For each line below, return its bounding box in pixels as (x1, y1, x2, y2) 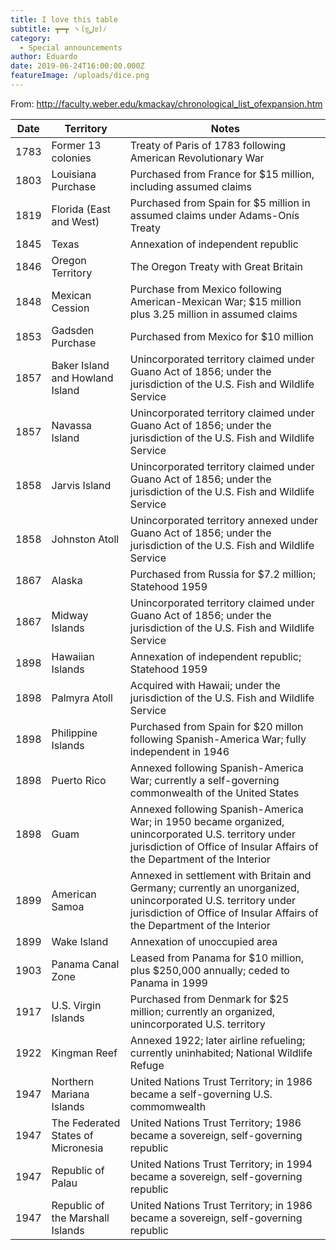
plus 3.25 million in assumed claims (129, 307, 298, 321)
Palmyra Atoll (51, 691, 113, 705)
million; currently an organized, (129, 1004, 276, 1018)
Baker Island (51, 358, 110, 372)
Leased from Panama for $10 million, (129, 951, 305, 965)
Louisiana (51, 167, 97, 181)
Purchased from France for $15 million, (129, 167, 315, 181)
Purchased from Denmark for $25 (129, 992, 290, 1006)
